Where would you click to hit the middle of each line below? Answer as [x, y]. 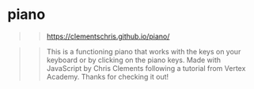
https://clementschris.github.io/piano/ [108, 36]
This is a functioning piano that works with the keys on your [144, 51]
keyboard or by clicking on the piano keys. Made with [134, 60]
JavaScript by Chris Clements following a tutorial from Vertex [146, 68]
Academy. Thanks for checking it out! [108, 76]
